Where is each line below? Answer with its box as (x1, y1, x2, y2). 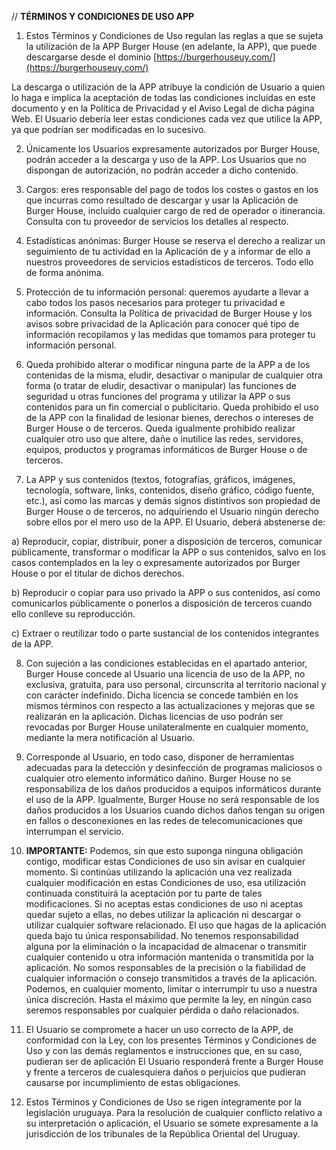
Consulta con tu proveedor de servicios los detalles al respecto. (25, 216, 289, 227)
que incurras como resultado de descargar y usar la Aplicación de (25, 194, 299, 206)
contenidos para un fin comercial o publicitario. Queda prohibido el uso (25, 401, 319, 413)
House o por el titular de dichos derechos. (11, 567, 185, 579)
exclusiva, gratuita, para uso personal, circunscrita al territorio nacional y (25, 679, 327, 690)
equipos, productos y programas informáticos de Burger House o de (25, 444, 308, 455)
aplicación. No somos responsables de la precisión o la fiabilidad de (25, 962, 306, 973)
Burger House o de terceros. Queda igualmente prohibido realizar (25, 422, 296, 434)
